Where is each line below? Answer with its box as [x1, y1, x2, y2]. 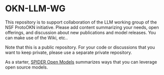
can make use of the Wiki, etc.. [5, 35, 68, 41]
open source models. [5, 64, 48, 70]
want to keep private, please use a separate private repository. [5, 50, 132, 55]
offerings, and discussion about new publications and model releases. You [5, 29, 156, 35]
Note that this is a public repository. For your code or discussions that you [5, 44, 155, 50]
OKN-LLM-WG [5, 3, 66, 14]
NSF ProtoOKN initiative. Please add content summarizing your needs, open [5, 24, 159, 30]
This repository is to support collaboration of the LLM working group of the [5, 19, 157, 25]
